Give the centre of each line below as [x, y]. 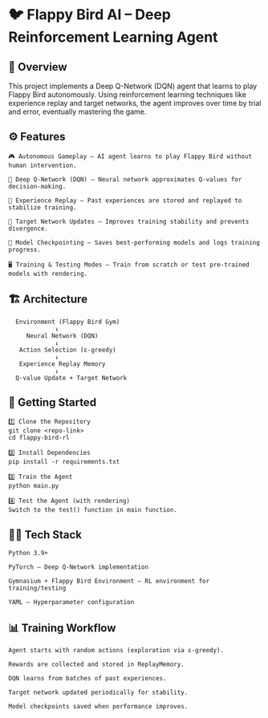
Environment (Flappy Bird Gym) [68, 322]
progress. [25, 249]
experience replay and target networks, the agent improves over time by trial [135, 103]
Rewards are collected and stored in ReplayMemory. [96, 665]
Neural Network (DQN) [62, 336]
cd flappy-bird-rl [39, 438]
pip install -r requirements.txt [64, 462]
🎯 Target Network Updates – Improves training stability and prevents [129, 221]
